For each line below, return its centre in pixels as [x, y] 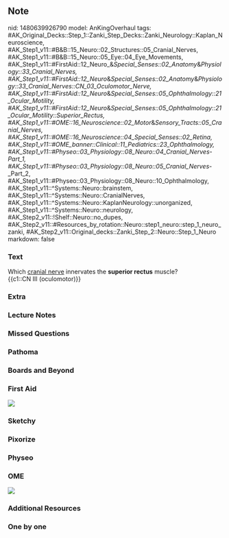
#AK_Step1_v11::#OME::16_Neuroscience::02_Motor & [82, 122]
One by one [27, 526]
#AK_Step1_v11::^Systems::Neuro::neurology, [70, 210]
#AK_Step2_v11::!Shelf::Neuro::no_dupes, [65, 217]
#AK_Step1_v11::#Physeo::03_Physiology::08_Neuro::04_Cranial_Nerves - [110, 151]
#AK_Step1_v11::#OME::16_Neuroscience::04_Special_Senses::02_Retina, [110, 137]
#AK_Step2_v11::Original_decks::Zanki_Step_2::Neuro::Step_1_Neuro [121, 232]
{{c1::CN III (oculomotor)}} [45, 279]
